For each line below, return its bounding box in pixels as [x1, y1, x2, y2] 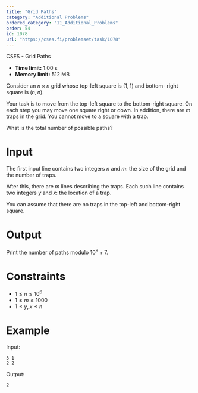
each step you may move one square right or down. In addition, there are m [6, 107, 191, 113]
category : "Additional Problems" [6, 14, 89, 20]
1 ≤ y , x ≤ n [14, 303, 43, 310]
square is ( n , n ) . [6, 89, 45, 95]
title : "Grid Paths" [6, 8, 58, 15]
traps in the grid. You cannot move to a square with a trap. [6, 113, 149, 120]
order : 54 [6, 25, 31, 32]
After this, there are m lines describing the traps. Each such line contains [6, 182, 184, 190]
